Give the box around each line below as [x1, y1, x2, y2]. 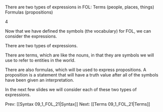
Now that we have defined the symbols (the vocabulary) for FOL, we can [5, 28, 151, 34]
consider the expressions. [5, 34, 57, 39]
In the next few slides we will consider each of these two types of [5, 87, 137, 92]
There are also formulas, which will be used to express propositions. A [5, 67, 146, 73]
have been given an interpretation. [5, 77, 74, 83]
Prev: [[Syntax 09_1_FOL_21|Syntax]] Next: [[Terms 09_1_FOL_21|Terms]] [5, 101, 150, 107]
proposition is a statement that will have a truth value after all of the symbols [5, 72, 159, 77]
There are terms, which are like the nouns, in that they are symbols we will [5, 52, 154, 58]
